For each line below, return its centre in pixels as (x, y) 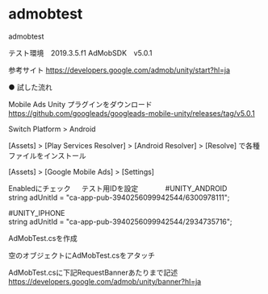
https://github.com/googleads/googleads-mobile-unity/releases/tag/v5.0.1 (132, 113)
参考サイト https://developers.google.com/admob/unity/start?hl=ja (119, 70)
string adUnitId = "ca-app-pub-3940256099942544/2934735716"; (120, 222)
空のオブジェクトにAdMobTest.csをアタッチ (82, 255)
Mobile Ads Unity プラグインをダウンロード (80, 104)
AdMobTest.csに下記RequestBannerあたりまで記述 (93, 272)
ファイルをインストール (47, 155)
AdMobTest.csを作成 (43, 238)
